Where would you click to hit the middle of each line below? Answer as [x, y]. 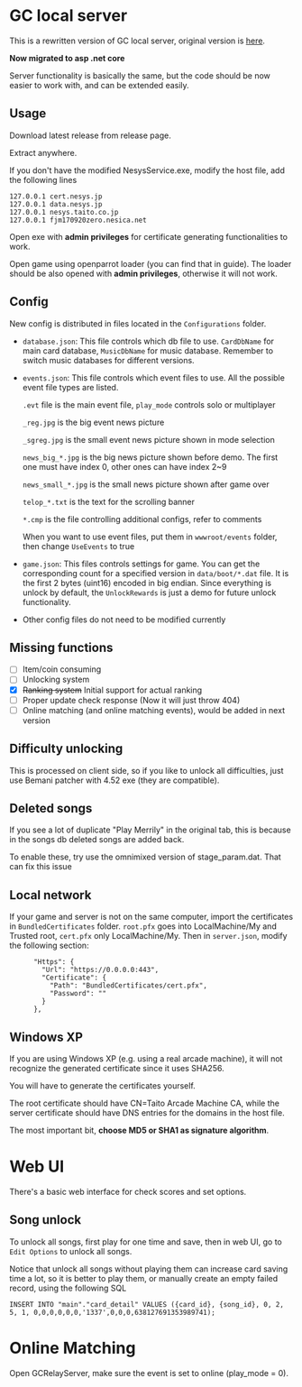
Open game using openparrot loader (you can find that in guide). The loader [151, 263]
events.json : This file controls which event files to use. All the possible [154, 377]
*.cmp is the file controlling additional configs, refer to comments [142, 519]
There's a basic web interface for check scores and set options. [128, 1191]
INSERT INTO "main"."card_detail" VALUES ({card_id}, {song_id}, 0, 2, [146, 1304]
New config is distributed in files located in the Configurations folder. [138, 323]
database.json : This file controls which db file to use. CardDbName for [148, 341]
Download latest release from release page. [90, 135]
